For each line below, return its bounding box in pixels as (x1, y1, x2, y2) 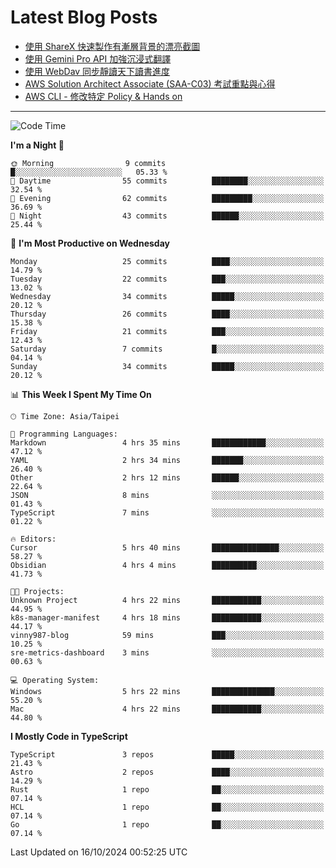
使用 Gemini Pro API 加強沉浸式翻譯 (24, 52, 172, 65)
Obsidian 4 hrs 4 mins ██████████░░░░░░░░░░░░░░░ (10, 560, 325, 570)
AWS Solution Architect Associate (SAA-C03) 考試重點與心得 (24, 77, 276, 90)
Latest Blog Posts (10, 6, 158, 29)
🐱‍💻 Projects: (10, 586, 65, 596)
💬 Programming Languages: (10, 429, 118, 439)
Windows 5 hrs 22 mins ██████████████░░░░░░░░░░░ (10, 686, 325, 696)
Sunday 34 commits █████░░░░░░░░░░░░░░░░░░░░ (10, 361, 325, 371)
